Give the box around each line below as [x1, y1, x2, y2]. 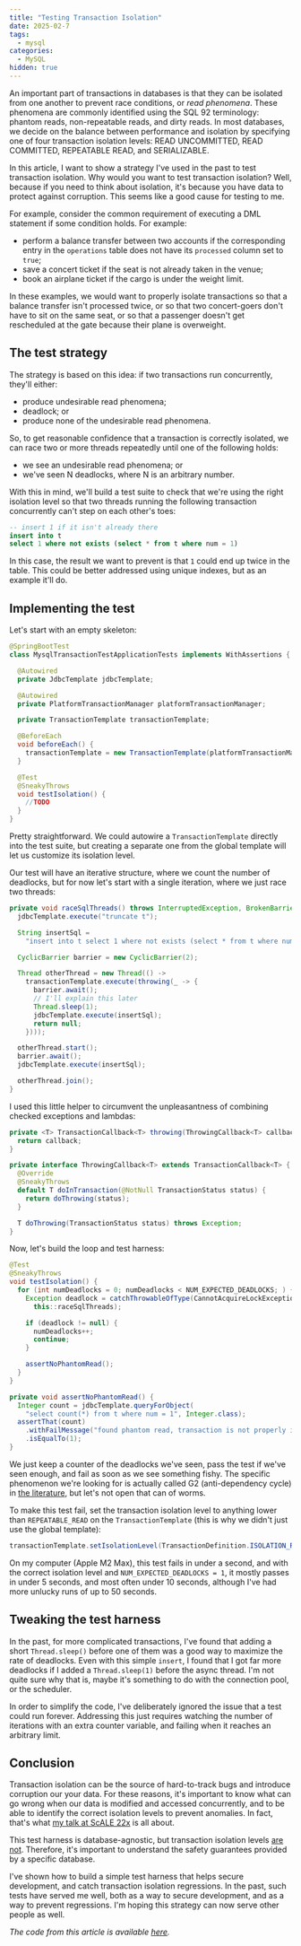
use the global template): [9, 1523, 101, 1534]
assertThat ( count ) [17, 1418, 87, 1427]
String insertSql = [17, 928, 90, 938]
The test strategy [9, 345, 107, 361]
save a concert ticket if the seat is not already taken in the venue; [21, 264, 264, 275]
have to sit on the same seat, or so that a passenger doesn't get [9, 310, 245, 320]
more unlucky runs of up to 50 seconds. [9, 1585, 158, 1597]
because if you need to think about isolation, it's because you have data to [9, 181, 284, 192]
